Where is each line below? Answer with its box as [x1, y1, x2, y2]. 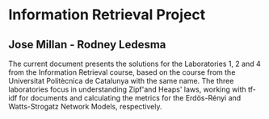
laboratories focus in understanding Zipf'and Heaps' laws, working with [8, 84, 246, 94]
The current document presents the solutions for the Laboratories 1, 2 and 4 [8, 59, 261, 68]
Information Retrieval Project [8, 6, 206, 24]
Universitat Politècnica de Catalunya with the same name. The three [8, 76, 234, 85]
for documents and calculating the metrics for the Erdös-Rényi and [19, 93, 242, 102]
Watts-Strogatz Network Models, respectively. [8, 102, 163, 111]
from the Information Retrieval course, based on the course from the [8, 68, 236, 77]
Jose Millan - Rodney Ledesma [8, 38, 166, 51]
